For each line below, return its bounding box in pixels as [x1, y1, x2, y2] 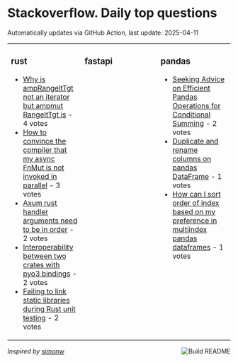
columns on [172, 153, 212, 163]
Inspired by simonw [7, 346, 65, 355]
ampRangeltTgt [23, 83, 74, 93]
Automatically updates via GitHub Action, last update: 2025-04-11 [7, 28, 199, 37]
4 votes [23, 118, 48, 128]
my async [23, 153, 55, 163]
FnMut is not [23, 163, 64, 173]
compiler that [23, 145, 67, 155]
